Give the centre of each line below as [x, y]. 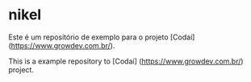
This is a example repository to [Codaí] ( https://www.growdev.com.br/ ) [126, 61]
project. [21, 69]
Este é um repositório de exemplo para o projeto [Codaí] [102, 37]
